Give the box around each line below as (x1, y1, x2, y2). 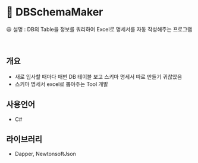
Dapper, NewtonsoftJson (14, 151, 76, 158)
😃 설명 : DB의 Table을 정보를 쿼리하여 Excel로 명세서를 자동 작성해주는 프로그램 (6, 25, 193, 33)
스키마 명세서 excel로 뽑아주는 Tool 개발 (14, 80, 108, 88)
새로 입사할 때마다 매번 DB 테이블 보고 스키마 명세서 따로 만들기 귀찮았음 (14, 73, 183, 80)
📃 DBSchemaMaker (6, 5, 103, 19)
